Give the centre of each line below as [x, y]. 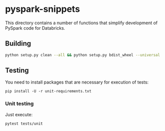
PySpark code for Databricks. [35, 28]
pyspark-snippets [42, 9]
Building [18, 44]
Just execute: [19, 114]
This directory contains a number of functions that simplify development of [82, 23]
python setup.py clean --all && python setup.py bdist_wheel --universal [83, 55]
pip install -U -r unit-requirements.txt [48, 91]
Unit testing [20, 104]
